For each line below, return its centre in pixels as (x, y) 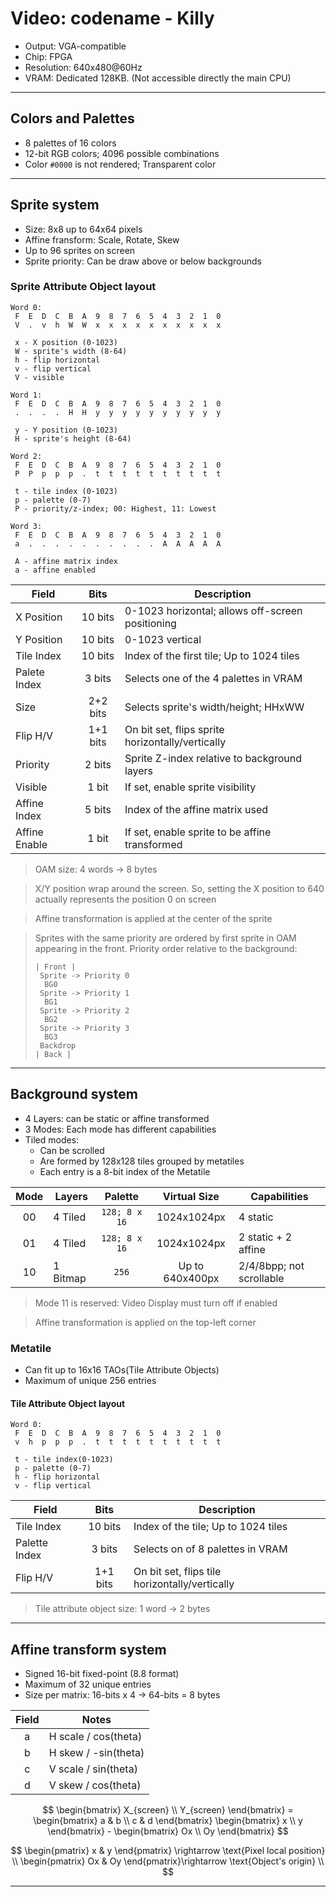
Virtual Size (191, 1196)
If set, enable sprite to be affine (198, 832)
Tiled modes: (52, 1139)
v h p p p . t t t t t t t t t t (118, 1442)
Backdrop (58, 1045)
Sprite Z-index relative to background (213, 758)
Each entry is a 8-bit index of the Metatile (125, 1171)
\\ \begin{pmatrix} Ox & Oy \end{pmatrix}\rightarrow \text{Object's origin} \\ (168, 1861)
